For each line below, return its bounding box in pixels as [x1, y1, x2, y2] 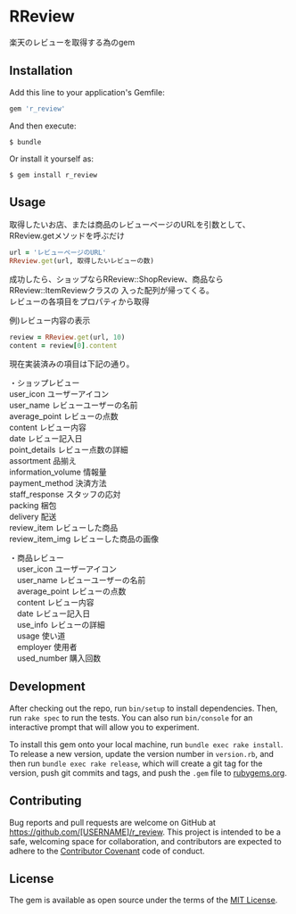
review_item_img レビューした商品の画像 [9, 533, 159, 544]
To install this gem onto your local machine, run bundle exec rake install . [9, 738, 284, 750]
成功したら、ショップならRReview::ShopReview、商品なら [9, 274, 224, 284]
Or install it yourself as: [9, 153, 94, 164]
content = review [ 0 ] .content [9, 342, 118, 350]
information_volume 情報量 [9, 466, 107, 477]
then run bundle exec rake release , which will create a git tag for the [9, 758, 263, 769]
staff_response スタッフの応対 [9, 489, 121, 499]
